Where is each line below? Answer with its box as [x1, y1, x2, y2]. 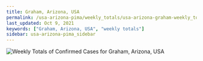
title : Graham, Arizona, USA [6, 8, 80, 15]
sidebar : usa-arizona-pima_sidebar [6, 31, 96, 37]
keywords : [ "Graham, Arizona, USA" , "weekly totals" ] [6, 25, 145, 32]
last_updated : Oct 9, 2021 [6, 20, 74, 26]
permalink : [6, 14, 34, 21]
